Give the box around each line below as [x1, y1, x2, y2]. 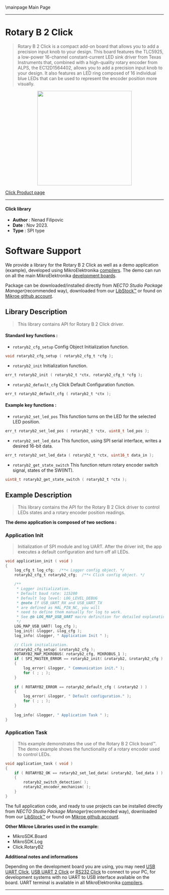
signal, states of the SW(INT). [12, 467, 74, 473]
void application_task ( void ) [5, 761, 73, 766]
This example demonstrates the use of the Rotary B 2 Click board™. [17, 740, 157, 746]
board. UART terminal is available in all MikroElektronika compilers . [5, 879, 144, 885]
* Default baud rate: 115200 [16, 591, 78, 596]
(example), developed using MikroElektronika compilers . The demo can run [5, 267, 161, 274]
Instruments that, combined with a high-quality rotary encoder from [17, 59, 158, 65]
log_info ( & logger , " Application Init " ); [14, 633, 109, 638]
